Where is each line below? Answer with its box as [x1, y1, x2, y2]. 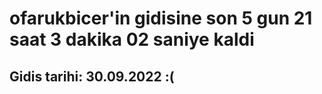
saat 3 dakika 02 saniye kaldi [9, 28, 255, 51]
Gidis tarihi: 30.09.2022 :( [9, 68, 175, 85]
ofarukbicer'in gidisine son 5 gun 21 [9, 7, 313, 30]
